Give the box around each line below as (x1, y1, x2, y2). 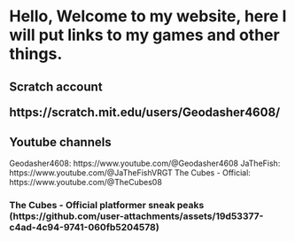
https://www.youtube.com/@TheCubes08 (9, 177, 162, 188)
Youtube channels (9, 135, 113, 150)
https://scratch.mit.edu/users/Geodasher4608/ (9, 105, 281, 120)
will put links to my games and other (9, 25, 281, 45)
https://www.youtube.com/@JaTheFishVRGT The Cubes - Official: (9, 167, 251, 178)
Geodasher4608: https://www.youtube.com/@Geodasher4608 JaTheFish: (9, 158, 281, 169)
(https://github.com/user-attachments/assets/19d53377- (9, 210, 264, 222)
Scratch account (9, 79, 104, 94)
